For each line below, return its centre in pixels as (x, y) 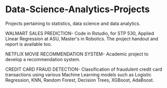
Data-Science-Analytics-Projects (78, 9)
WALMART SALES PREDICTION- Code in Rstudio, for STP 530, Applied (80, 33)
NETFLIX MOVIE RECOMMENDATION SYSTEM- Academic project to (77, 54)
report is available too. (29, 44)
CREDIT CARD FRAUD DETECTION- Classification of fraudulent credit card (84, 69)
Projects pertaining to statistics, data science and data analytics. (73, 23)
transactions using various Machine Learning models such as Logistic (78, 74)
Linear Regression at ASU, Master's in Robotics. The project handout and (82, 39)
